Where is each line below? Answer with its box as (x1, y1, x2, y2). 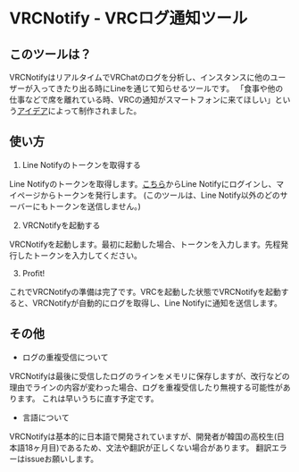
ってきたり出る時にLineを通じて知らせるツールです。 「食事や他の (39, 83, 284, 94)
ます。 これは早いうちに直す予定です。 (16, 392, 159, 403)
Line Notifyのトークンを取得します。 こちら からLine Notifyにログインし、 (9, 178, 277, 189)
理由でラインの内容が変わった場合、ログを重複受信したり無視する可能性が (9, 382, 283, 392)
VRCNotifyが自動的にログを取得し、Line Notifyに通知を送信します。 (32, 297, 283, 308)
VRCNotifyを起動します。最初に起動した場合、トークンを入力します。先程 (9, 239, 281, 249)
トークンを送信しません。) (47, 200, 141, 211)
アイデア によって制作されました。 (17, 105, 142, 116)
